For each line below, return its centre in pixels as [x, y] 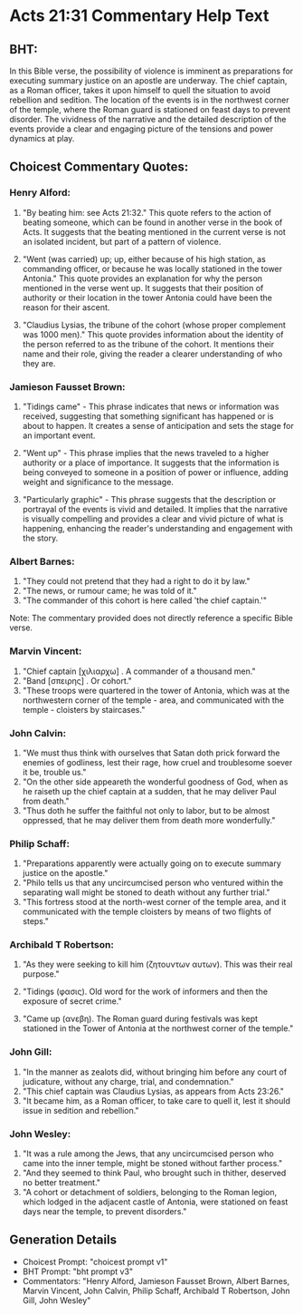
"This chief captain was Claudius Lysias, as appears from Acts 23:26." [153, 1091]
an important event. [59, 435]
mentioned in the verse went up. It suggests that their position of [143, 287]
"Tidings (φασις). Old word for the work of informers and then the [145, 992]
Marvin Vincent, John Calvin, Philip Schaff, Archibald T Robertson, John [156, 1291]
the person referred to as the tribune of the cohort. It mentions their [148, 344]
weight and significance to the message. [98, 482]
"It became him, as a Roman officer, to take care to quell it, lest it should [156, 1101]
